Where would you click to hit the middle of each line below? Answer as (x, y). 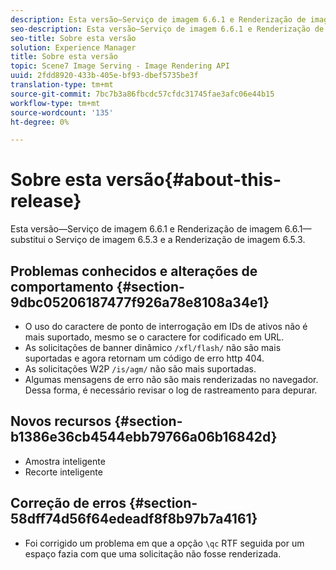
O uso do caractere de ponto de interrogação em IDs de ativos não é (166, 326)
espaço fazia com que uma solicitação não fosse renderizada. (153, 553)
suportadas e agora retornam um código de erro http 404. (144, 358)
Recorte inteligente (63, 472)
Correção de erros (68, 503)
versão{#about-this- (193, 180)
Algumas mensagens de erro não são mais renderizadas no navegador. (171, 379)
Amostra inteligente (65, 461)
